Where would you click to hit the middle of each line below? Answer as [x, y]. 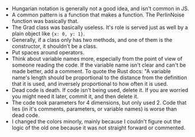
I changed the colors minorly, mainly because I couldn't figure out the [96, 121]
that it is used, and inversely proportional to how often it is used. [90, 84]
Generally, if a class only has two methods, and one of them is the [92, 40]
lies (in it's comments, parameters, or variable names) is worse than [94, 109]
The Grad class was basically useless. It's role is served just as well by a [100, 27]
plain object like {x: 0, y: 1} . [48, 34]
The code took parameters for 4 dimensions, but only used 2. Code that [99, 102]
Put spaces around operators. [48, 52]
